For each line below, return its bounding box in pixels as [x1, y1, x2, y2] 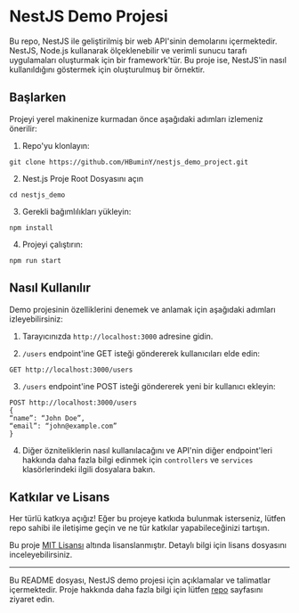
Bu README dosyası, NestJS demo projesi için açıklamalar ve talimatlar [9, 575, 271, 585]
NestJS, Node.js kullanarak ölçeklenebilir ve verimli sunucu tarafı [9, 45, 247, 55]
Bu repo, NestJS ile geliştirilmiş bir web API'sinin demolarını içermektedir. [9, 36, 278, 46]
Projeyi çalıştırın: [21, 239, 83, 249]
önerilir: [9, 123, 37, 134]
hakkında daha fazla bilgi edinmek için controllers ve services [21, 454, 254, 465]
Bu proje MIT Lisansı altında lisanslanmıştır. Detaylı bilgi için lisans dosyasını [9, 540, 287, 551]
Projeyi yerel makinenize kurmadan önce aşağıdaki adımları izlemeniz [9, 113, 264, 124]
